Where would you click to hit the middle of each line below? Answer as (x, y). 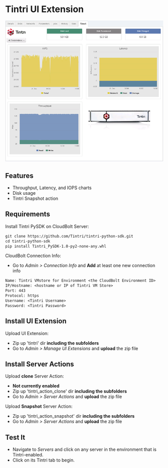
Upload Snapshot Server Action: (39, 407)
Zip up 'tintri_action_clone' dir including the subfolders (69, 392)
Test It (15, 437)
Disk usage (24, 193)
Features (19, 175)
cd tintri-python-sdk (28, 241)
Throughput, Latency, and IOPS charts (52, 188)
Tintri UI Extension (45, 9)
